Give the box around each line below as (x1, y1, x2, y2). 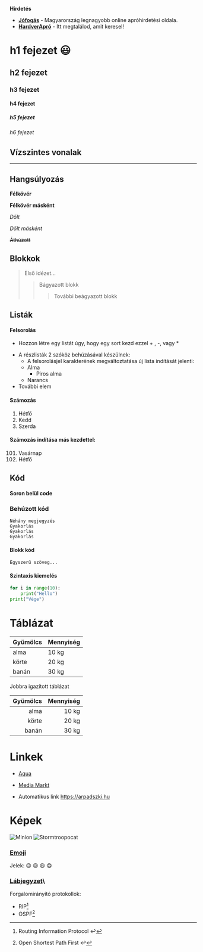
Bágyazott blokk (39, 281, 79, 288)
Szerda (18, 423, 36, 430)
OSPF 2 (18, 909, 35, 917)
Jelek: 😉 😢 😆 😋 (9, 862, 52, 869)
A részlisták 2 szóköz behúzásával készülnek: (18, 351, 131, 358)
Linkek (9, 751, 43, 764)
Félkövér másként (9, 201, 55, 209)
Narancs (27, 377, 48, 384)
